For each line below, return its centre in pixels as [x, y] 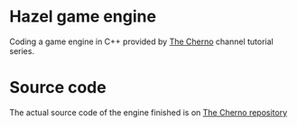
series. [22, 50]
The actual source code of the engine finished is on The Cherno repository [148, 112]
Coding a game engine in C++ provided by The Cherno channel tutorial [141, 41]
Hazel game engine [83, 17]
